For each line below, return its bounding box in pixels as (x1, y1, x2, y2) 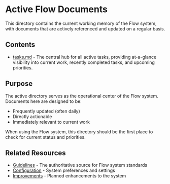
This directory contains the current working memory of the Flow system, (5, 20, 157, 26)
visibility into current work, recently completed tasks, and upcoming (12, 59, 155, 65)
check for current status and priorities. (5, 134, 86, 140)
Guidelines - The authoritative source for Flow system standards (12, 162, 148, 168)
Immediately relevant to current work (12, 119, 90, 125)
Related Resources (5, 149, 66, 157)
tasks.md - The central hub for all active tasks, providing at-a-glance (12, 54, 157, 60)
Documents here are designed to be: (5, 98, 82, 104)
